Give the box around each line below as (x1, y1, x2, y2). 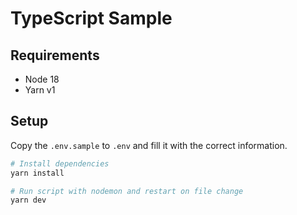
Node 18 (24, 73, 60, 85)
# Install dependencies (10, 158, 110, 169)
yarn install (10, 168, 65, 178)
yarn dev (10, 195, 47, 206)
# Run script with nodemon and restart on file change (10, 186, 244, 196)
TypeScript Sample (10, 7, 173, 30)
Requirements (10, 47, 100, 64)
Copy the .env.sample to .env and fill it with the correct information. (10, 139, 288, 151)
